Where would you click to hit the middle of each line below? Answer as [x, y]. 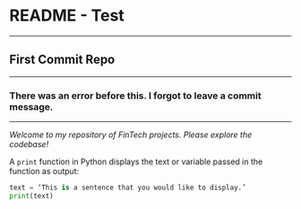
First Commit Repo [62, 60]
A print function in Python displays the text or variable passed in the [136, 161]
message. [31, 107]
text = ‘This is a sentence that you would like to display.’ [128, 188]
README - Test [67, 16]
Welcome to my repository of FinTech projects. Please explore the [131, 135]
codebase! [29, 144]
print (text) [31, 196]
